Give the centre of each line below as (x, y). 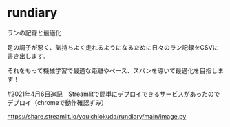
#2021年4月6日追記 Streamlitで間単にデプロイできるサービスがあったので (114, 94)
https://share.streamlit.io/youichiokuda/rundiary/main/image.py (97, 116)
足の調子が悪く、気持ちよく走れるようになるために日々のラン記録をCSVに (113, 47)
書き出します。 (28, 56)
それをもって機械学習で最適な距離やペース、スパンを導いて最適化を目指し (113, 70)
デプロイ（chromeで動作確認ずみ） (57, 102)
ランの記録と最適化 (34, 32)
